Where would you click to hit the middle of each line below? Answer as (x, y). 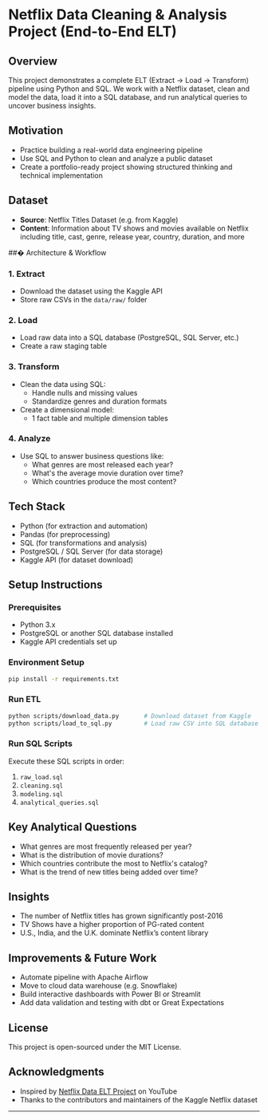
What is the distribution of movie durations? (91, 854)
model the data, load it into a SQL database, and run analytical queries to (128, 97)
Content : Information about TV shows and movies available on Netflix (134, 228)
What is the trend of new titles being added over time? (109, 872)
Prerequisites (35, 607)
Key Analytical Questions (73, 827)
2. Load (23, 320)
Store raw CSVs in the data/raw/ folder (83, 299)
